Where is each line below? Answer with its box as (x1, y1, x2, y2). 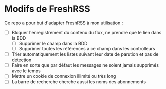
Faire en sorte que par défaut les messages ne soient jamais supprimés (11, 62, 159, 68)
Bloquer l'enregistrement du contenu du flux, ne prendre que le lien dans (11, 29, 162, 35)
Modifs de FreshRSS (4, 3, 90, 15)
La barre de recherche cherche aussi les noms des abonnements (11, 79, 146, 85)
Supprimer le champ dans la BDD (19, 41, 88, 46)
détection (11, 57, 32, 63)
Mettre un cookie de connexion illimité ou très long (11, 73, 116, 79)
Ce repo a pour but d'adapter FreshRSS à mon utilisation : (4, 20, 123, 26)
